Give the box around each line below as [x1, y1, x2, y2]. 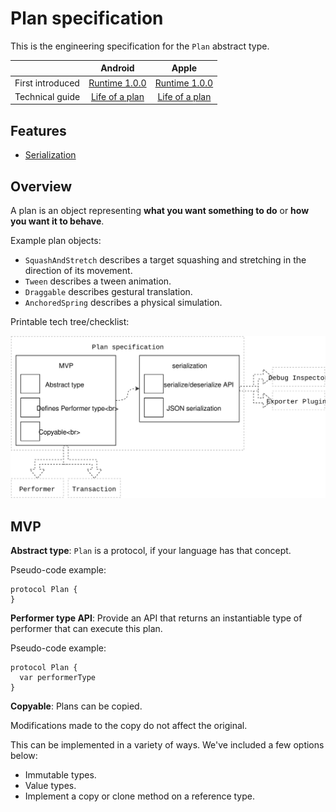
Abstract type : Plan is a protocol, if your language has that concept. [10, 545, 292, 557]
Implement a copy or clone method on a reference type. [24, 790, 255, 802]
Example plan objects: [10, 235, 102, 247]
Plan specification [10, 7, 164, 30]
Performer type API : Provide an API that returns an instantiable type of [10, 612, 303, 624]
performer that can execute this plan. [10, 623, 163, 635]
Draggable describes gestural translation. [24, 286, 193, 298]
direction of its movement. [24, 265, 133, 277]
